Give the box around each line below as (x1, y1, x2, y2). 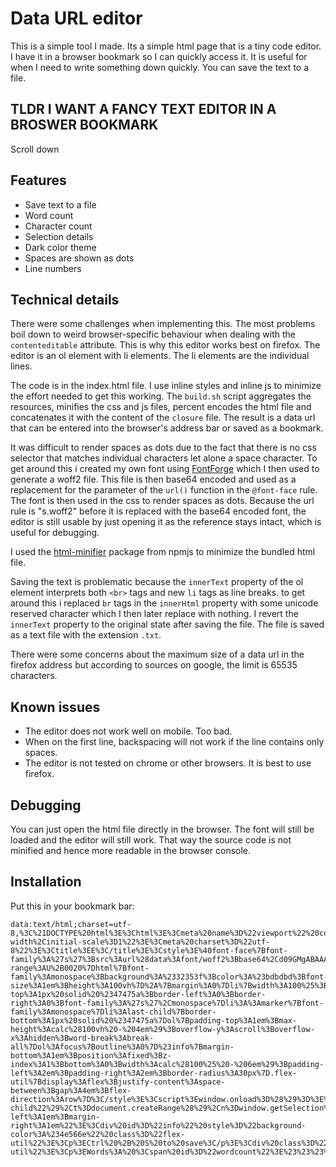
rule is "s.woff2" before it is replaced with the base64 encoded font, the (10, 505, 307, 517)
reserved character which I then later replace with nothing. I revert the (10, 608, 299, 620)
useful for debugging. (10, 527, 100, 539)
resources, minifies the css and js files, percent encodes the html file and (10, 401, 312, 413)
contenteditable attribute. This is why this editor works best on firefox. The (10, 339, 321, 351)
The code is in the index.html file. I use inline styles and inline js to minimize (10, 380, 322, 392)
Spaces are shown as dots (24, 252, 135, 264)
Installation (10, 873, 82, 891)
